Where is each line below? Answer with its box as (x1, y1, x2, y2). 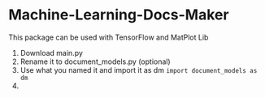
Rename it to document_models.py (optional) (20, 57, 171, 66)
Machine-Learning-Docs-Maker (8, 6, 229, 24)
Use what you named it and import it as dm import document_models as (20, 65, 258, 74)
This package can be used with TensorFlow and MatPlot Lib (8, 32, 209, 42)
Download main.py (20, 48, 84, 57)
